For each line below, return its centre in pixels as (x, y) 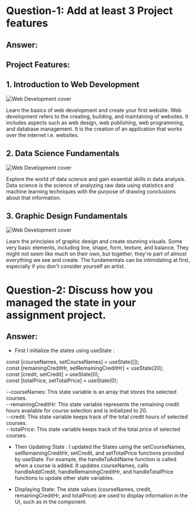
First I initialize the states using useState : (65, 350)
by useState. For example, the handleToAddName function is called (95, 459)
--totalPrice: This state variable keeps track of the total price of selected (93, 430)
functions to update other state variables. (64, 478)
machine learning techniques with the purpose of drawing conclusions (91, 191)
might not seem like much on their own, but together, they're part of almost (97, 254)
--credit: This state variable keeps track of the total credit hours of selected (97, 417)
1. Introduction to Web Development (73, 85)
